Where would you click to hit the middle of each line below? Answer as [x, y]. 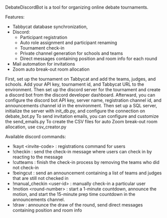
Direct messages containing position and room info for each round [89, 59]
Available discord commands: [36, 137]
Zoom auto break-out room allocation [51, 69]
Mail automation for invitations [44, 64]
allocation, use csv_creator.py [36, 127]
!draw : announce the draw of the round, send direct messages [77, 205]
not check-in [26, 168]
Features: [15, 17]
